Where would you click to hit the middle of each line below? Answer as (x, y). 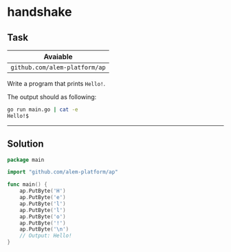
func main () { (27, 185)
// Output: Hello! (46, 236)
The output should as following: (52, 97)
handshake (40, 12)
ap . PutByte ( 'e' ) (43, 198)
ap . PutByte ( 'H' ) (43, 191)
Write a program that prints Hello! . (56, 84)
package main (26, 160)
